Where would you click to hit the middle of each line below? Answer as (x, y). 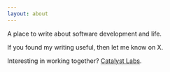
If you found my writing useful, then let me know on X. (85, 47)
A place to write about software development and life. (85, 34)
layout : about (28, 14)
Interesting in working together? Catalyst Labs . (75, 61)
